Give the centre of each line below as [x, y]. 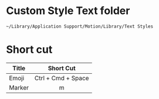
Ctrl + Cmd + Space [62, 78]
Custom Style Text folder [68, 11]
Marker [19, 87]
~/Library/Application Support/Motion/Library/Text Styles [80, 26]
